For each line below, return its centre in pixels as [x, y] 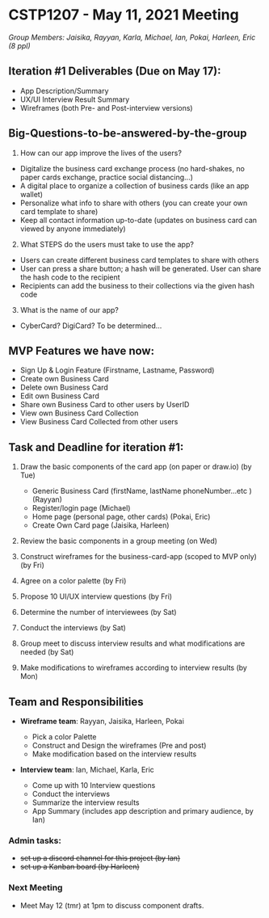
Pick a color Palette [64, 737]
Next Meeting [36, 888]
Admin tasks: [35, 840]
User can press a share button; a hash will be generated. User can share [141, 268]
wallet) [31, 194]
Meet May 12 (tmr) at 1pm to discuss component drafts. [112, 905]
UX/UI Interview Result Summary [75, 99]
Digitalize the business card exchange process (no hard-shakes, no [132, 168]
